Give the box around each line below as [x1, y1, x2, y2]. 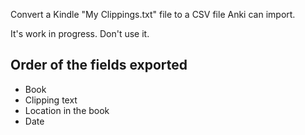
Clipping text [24, 94, 78, 106]
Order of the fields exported [10, 57, 188, 74]
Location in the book [24, 104, 110, 116]
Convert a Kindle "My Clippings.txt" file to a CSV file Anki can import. [10, 9, 296, 20]
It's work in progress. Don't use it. [10, 28, 150, 39]
